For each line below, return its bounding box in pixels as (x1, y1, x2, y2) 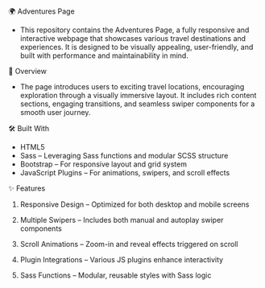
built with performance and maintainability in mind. (19, 51, 189, 60)
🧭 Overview (8, 67, 47, 76)
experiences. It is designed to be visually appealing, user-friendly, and (19, 43, 254, 51)
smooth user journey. (19, 108, 91, 117)
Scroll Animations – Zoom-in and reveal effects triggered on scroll (19, 240, 238, 249)
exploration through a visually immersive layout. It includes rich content (19, 91, 257, 100)
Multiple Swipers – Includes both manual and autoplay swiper (19, 216, 224, 224)
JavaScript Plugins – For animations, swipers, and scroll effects (19, 168, 230, 177)
